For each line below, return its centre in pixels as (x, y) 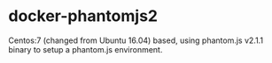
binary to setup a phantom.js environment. (85, 49)
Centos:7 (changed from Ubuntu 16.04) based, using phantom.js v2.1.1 (136, 40)
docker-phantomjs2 (83, 16)
